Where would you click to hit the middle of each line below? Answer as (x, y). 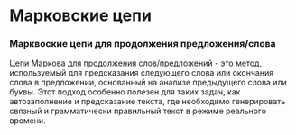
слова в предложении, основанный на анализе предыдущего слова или (148, 83)
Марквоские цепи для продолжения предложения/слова (143, 44)
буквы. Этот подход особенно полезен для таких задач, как (125, 92)
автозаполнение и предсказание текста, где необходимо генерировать (148, 102)
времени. (28, 121)
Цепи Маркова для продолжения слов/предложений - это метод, (136, 63)
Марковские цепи (80, 16)
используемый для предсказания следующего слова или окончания (141, 73)
